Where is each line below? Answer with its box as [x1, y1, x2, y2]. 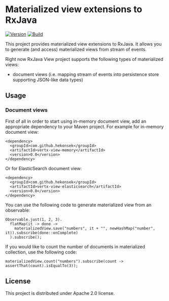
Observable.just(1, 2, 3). [5, 217, 62, 222]
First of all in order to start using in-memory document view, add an [5, 118, 147, 124]
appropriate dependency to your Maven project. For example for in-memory [5, 123, 164, 130]
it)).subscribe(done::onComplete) [5, 230, 79, 235]
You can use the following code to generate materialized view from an [5, 202, 152, 208]
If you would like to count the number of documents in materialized [5, 243, 146, 249]
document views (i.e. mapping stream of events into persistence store [12, 71, 159, 77]
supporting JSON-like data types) [12, 77, 84, 83]
